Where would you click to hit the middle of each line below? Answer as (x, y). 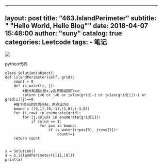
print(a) (14, 159)
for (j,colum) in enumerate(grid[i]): (62, 117)
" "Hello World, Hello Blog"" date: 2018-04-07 (77, 26)
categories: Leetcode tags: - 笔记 (56, 42)
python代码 (16, 64)
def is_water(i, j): (34, 86)
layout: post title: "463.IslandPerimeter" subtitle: (81, 18)
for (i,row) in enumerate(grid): (48, 113)
